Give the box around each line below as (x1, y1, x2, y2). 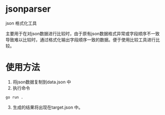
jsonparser (5, 3, 51, 15)
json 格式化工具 (5, 20, 37, 26)
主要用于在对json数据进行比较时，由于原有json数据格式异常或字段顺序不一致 (5, 30, 160, 36)
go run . (5, 94, 24, 100)
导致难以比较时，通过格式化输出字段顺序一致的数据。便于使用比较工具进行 (5, 37, 156, 43)
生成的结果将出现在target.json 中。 (12, 104, 83, 110)
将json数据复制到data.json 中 (12, 79, 71, 85)
